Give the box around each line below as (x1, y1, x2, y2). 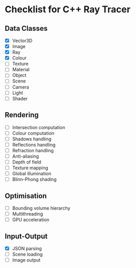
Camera (12, 84, 29, 90)
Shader (12, 95, 28, 101)
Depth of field (12, 159, 41, 165)
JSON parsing (12, 245, 42, 252)
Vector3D (12, 37, 33, 44)
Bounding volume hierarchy (12, 205, 71, 211)
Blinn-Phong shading (12, 176, 57, 182)
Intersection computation (12, 124, 65, 130)
